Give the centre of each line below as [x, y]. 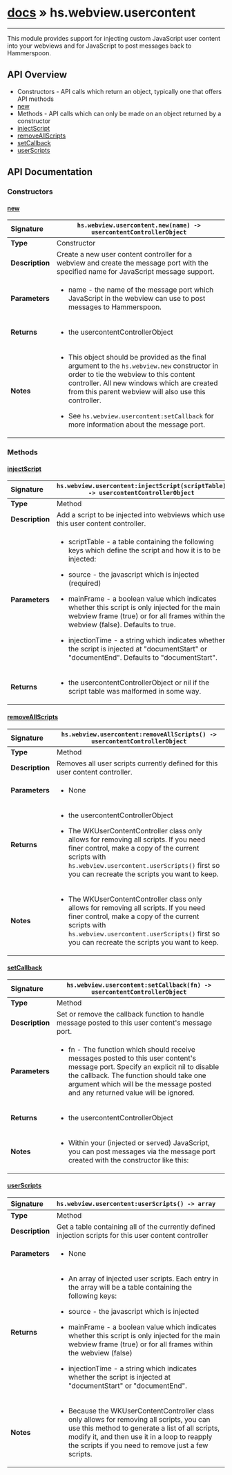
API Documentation [50, 172]
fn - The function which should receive [132, 1049]
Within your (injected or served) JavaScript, [139, 1142]
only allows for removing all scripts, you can [139, 1419]
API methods [35, 99]
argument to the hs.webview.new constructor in [143, 366]
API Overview [37, 75]
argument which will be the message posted [140, 1084]
